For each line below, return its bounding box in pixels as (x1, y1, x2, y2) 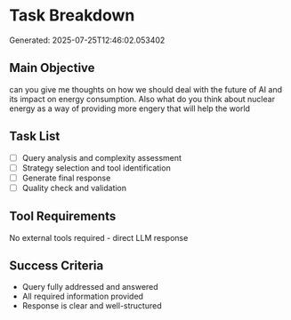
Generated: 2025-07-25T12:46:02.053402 (9, 35, 166, 45)
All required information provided (21, 291, 144, 302)
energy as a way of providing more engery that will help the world (9, 103, 251, 114)
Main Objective (9, 60, 95, 76)
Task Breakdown (9, 5, 135, 26)
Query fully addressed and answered (21, 282, 158, 292)
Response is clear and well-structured (21, 300, 162, 311)
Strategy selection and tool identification (21, 162, 171, 173)
